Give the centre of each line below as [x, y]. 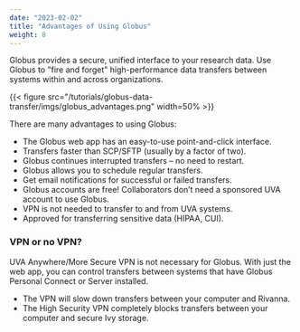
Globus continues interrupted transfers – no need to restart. [133, 161]
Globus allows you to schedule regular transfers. [112, 171]
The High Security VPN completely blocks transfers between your [145, 308]
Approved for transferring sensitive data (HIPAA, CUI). [123, 219]
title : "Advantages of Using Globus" [80, 26]
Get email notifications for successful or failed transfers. [127, 180]
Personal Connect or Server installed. [79, 280]
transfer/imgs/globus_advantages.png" [82, 107]
